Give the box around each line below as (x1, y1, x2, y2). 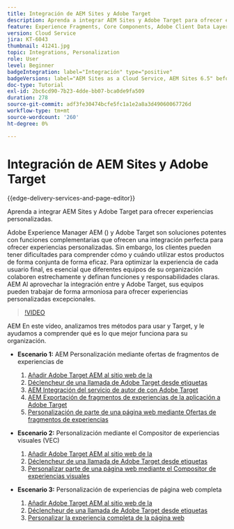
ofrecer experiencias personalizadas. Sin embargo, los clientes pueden (7, 243, 212, 251)
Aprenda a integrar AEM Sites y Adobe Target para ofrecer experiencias (7, 207, 214, 216)
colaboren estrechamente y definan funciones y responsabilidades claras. (7, 273, 220, 281)
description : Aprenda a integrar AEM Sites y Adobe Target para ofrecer (7, 17, 223, 24)
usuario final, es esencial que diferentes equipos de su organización (7, 265, 203, 274)
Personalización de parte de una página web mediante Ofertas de (27, 408, 217, 416)
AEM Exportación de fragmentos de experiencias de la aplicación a (27, 393, 221, 402)
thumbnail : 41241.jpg (7, 42, 70, 49)
